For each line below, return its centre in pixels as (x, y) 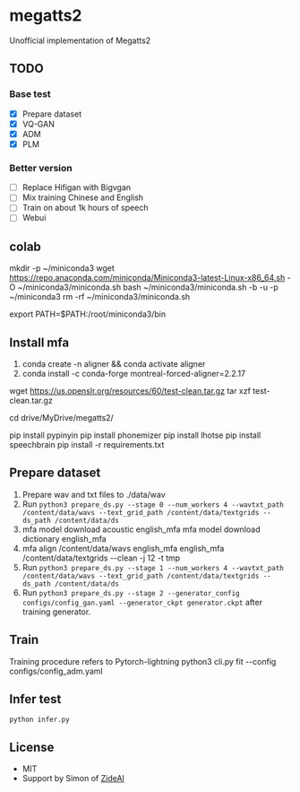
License (32, 747)
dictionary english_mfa (64, 538)
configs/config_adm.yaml (56, 671)
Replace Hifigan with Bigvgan (77, 187)
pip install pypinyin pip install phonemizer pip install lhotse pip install (135, 435)
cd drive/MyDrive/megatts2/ (61, 418)
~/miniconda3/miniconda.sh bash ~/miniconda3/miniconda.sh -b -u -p (148, 287)
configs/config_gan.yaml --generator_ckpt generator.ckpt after (142, 602)
